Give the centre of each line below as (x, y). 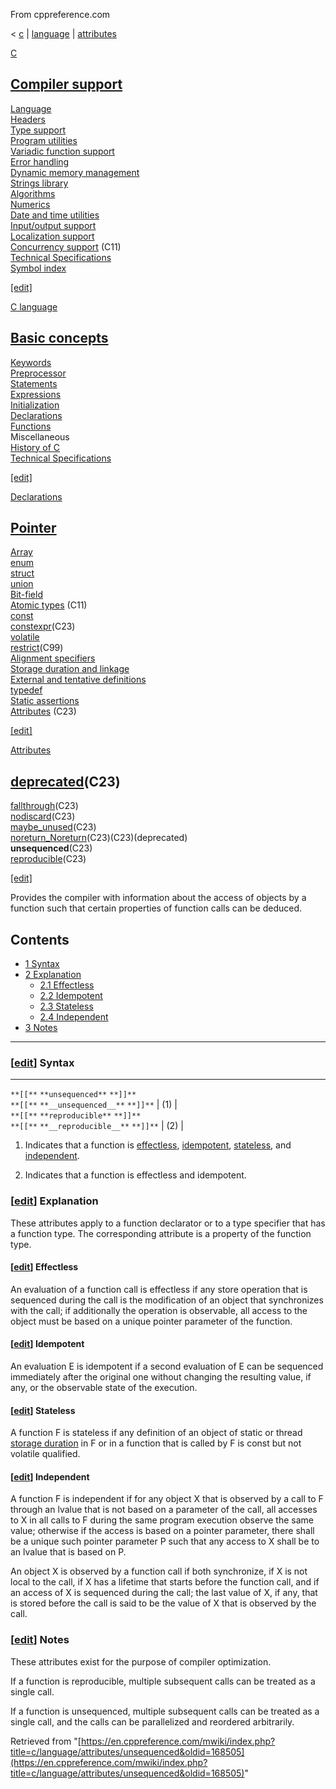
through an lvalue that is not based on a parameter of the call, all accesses (164, 1510)
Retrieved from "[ (46, 1741)
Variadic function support (62, 151)
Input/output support (53, 225)
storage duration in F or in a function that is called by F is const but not (156, 1443)
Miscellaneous (40, 436)
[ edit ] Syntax (42, 1062)
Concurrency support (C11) (66, 246)
